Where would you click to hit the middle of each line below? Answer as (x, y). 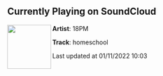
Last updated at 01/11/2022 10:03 (100, 56)
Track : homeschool (80, 42)
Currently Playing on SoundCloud (82, 12)
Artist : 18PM (70, 28)
